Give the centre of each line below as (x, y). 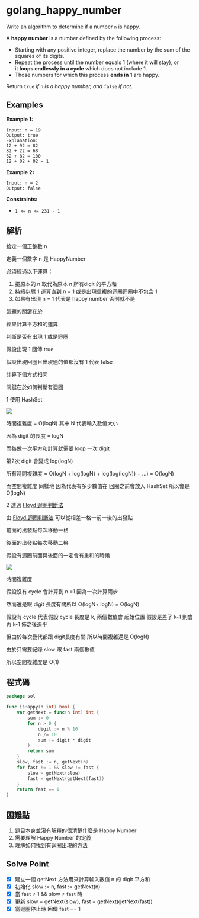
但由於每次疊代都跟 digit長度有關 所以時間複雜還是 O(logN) (78, 637)
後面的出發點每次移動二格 (37, 543)
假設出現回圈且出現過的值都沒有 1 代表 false (60, 361)
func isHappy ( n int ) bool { (41, 707)
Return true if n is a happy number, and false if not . (70, 86)
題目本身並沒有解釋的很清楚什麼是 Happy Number (76, 830)
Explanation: (22, 140)
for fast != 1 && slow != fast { (58, 768)
